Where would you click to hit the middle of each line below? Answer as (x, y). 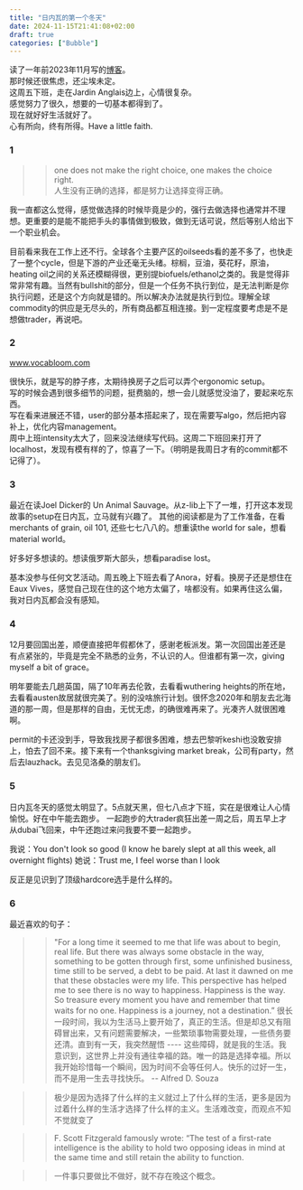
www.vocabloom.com (50, 362)
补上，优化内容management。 (65, 426)
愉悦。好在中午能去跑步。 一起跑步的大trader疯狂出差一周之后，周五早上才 (148, 818)
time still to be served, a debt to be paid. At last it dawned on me (174, 971)
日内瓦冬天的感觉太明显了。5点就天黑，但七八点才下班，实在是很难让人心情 (150, 807)
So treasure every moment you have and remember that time (167, 1000)
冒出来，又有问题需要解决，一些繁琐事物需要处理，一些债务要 (176, 1033)
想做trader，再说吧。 (48, 319)
